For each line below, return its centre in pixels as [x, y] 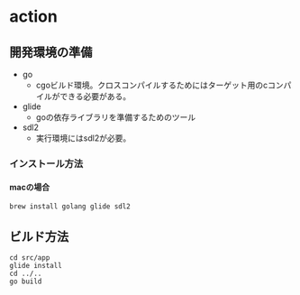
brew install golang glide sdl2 [70, 207]
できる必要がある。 [95, 96]
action [34, 17]
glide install [36, 265]
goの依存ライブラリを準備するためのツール [116, 117]
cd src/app [30, 258]
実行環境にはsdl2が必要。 [83, 138]
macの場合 [30, 187]
